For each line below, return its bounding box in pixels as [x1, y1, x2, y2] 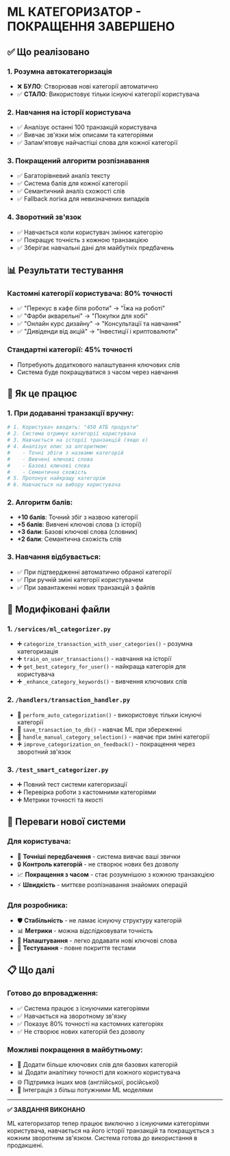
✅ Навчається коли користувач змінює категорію [16, 228, 163, 236]
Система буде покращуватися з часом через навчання [16, 368, 179, 376]
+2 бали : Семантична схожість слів [16, 535, 122, 543]
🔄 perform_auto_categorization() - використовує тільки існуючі [16, 710, 202, 719]
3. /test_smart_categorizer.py [7, 765, 109, 774]
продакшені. [7, 1141, 44, 1150]
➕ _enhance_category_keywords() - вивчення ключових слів [16, 678, 188, 686]
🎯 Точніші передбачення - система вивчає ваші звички [16, 852, 181, 860]
